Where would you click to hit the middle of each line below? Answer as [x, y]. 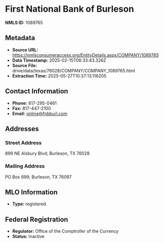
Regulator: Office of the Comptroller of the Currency [65, 231]
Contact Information [37, 91]
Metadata [20, 38]
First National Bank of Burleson [70, 9]
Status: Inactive [28, 237]
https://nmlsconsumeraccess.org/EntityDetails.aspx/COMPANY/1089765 [85, 55]
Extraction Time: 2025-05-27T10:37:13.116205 [59, 76]
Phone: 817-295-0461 [35, 103]
